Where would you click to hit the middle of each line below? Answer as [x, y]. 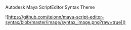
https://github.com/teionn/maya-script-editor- [56, 17]
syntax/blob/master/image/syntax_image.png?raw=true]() [65, 22]
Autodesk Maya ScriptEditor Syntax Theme [50, 7]
